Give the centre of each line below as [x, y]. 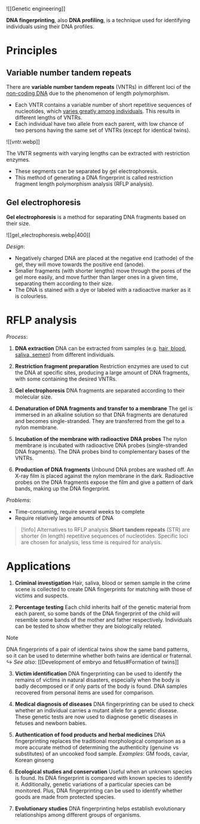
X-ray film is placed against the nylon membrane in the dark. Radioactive [104, 476]
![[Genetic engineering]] [36, 9]
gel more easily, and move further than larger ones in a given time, [96, 277]
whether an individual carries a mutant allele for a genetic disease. [96, 710]
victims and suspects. [41, 595]
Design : [16, 246]
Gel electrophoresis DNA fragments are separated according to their [100, 390]
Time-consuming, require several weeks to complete [80, 511]
